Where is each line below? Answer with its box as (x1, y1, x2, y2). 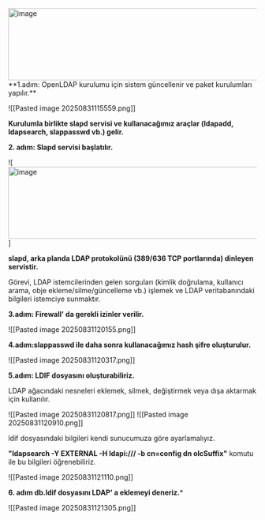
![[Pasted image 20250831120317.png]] (8, 356, 136, 364)
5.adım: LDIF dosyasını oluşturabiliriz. (8, 371, 136, 380)
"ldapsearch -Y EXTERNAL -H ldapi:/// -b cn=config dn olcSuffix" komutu (8, 449, 254, 458)
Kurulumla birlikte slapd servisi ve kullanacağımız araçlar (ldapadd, (8, 119, 234, 128)
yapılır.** (8, 89, 37, 97)
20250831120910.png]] (8, 418, 84, 428)
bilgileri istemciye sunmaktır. (8, 294, 101, 303)
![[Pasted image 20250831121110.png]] (8, 473, 134, 481)
